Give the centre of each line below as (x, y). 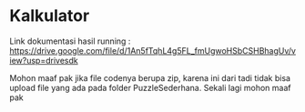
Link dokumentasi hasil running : (70, 41)
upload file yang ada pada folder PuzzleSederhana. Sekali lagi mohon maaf (150, 87)
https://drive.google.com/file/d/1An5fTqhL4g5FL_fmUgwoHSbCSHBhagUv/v (152, 50)
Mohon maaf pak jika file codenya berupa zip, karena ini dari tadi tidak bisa (150, 77)
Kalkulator (50, 16)
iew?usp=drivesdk (44, 60)
